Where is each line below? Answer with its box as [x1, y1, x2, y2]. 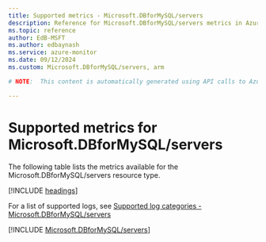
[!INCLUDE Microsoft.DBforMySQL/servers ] [8, 225, 150, 234]
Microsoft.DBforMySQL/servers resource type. [8, 170, 161, 179]
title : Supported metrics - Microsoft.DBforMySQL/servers [8, 11, 203, 20]
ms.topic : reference [8, 26, 77, 34]
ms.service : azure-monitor [8, 48, 97, 56]
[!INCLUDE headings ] [8, 186, 78, 195]
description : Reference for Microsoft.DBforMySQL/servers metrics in [8, 19, 243, 27]
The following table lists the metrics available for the [8, 162, 179, 171]
